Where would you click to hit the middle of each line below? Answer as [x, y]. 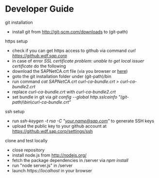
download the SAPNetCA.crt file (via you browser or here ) [70, 71]
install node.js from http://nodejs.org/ [49, 155]
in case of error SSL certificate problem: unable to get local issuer [78, 61]
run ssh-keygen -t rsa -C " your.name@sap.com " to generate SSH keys [83, 121]
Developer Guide [40, 9]
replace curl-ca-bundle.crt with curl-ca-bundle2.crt [64, 92]
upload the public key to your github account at [59, 126]
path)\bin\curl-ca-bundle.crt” [41, 102]
